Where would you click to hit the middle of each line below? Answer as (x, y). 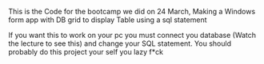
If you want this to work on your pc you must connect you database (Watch (132, 35)
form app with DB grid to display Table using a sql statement (108, 20)
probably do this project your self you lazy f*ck (86, 52)
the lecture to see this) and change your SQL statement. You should (120, 43)
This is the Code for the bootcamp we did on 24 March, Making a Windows (132, 11)
